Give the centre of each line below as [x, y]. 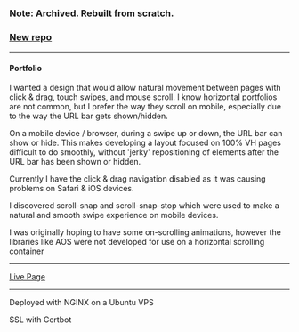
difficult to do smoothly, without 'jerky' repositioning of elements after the [144, 152]
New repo [31, 36]
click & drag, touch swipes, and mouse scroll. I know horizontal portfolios [143, 97]
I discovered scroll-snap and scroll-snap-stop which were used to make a [145, 206]
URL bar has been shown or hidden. [75, 162]
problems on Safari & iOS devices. [72, 189]
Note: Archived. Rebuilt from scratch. [92, 13]
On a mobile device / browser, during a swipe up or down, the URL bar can [146, 134]
